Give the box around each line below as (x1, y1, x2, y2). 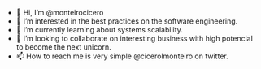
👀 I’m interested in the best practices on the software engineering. (15, 16, 238, 26)
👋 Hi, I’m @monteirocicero (15, 8, 104, 17)
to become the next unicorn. (15, 42, 111, 52)
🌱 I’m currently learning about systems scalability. (15, 25, 183, 34)
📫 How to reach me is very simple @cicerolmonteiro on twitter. (15, 51, 229, 61)
